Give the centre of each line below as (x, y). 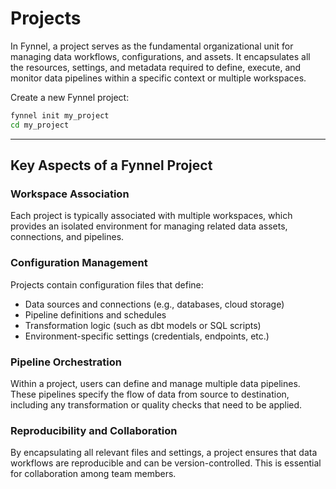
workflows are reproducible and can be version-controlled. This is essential (166, 463)
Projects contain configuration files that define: (107, 284)
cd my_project (40, 125)
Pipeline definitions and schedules (95, 314)
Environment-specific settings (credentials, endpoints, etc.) (147, 336)
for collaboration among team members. (93, 474)
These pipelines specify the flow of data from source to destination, (150, 394)
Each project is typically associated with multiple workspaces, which (151, 216)
